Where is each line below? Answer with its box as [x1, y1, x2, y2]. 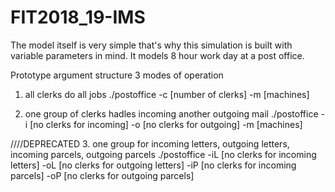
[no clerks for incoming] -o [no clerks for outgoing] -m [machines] [29, 118, 303, 130]
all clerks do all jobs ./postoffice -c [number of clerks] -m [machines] [24, 88, 310, 100]
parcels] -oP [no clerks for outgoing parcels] [10, 169, 195, 181]
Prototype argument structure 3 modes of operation [10, 69, 224, 81]
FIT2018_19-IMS [10, 6, 146, 29]
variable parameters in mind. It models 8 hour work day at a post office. [10, 49, 305, 61]
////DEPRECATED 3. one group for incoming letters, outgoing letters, [10, 137, 290, 150]
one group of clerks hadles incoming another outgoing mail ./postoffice [24, 107, 319, 120]
